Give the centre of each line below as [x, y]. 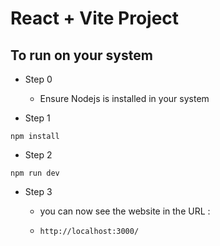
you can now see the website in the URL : [125, 211]
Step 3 [38, 191]
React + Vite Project [95, 18]
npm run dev [35, 173]
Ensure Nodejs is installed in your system [124, 98]
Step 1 [37, 118]
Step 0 [38, 79]
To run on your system [81, 55]
